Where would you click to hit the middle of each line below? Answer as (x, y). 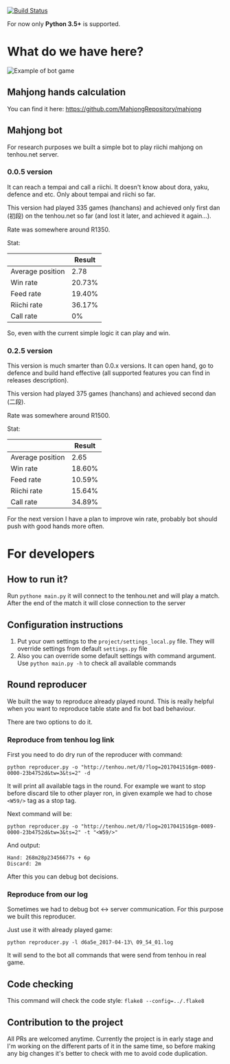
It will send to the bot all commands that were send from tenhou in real (107, 955)
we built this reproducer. (42, 916)
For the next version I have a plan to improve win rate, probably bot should (112, 519)
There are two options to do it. (50, 722)
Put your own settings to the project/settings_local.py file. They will (116, 641)
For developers (51, 554)
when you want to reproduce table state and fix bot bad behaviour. (101, 708)
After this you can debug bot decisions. (63, 876)
